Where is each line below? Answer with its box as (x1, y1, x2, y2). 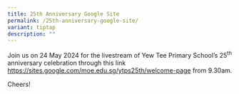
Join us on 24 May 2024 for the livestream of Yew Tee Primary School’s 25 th (7, 50, 233, 59)
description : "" (7, 30, 56, 38)
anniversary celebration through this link (7, 58, 126, 67)
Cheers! (7, 80, 31, 88)
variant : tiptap (7, 23, 56, 31)
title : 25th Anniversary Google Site (7, 10, 120, 18)
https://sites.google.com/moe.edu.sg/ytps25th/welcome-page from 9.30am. (7, 66, 233, 75)
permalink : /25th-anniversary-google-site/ (7, 17, 139, 24)
